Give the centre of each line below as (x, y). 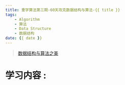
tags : (11, 15)
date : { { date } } (24, 38)
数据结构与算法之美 (38, 53)
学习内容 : (26, 76)
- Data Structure (33, 29)
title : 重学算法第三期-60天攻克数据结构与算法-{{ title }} (63, 10)
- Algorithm (27, 19)
